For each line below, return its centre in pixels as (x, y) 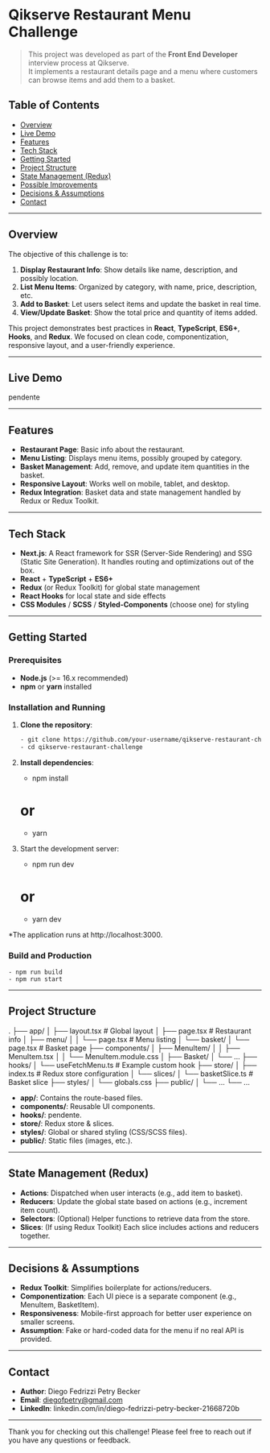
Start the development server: (70, 848)
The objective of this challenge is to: (68, 254)
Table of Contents (54, 105)
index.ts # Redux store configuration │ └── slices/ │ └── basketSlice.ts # (131, 1074)
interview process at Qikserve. (78, 63)
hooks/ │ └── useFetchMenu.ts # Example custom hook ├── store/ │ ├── (133, 1065)
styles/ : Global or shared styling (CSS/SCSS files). (103, 1132)
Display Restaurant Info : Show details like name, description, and (129, 269)
